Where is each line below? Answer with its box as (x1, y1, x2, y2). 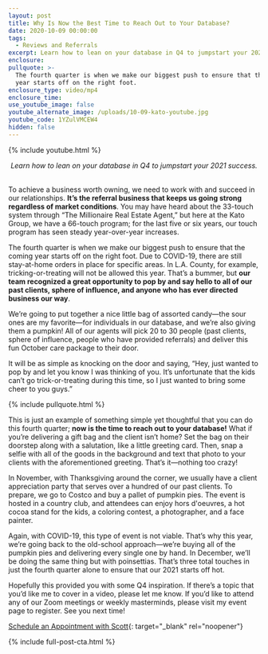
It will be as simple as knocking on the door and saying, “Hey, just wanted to (8, 358, 259, 368)
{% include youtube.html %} (8, 145, 101, 154)
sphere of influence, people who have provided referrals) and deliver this (8, 334, 249, 344)
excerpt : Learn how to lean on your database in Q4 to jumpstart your (8, 49, 248, 57)
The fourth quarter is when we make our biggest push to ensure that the (8, 242, 246, 252)
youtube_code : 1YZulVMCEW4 (8, 116, 98, 124)
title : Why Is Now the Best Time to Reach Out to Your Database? (8, 19, 230, 27)
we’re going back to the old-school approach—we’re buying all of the (8, 539, 236, 548)
